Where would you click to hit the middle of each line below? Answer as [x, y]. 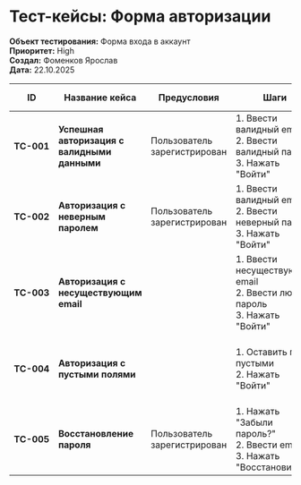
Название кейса [100, 98]
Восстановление [96, 433]
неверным [82, 217]
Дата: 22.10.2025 [42, 70]
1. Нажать [258, 411]
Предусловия [189, 98]
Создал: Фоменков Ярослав [64, 60]
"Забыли [254, 422]
